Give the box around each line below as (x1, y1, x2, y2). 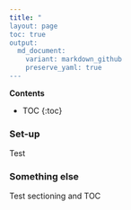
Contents (9, 87, 45, 99)
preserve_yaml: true (25, 64, 102, 73)
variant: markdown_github (25, 55, 123, 64)
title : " (9, 13, 42, 22)
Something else (9, 171, 79, 183)
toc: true (9, 30, 47, 39)
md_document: (17, 47, 66, 56)
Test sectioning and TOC (9, 190, 101, 202)
